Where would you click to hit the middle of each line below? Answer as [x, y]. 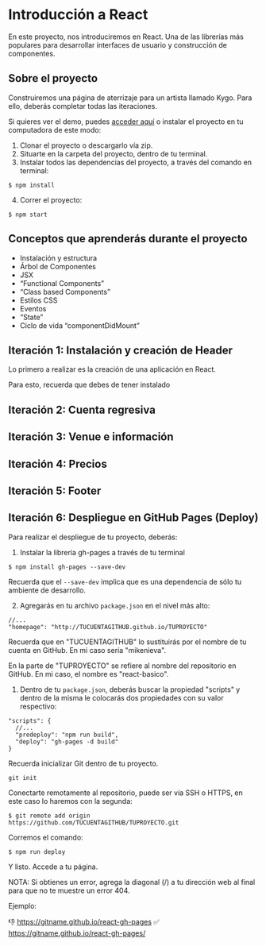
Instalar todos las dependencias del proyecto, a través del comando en [136, 162]
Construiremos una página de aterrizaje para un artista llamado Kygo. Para [130, 98]
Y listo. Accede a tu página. [53, 867]
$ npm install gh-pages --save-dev [67, 567]
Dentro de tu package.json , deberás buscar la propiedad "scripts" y [130, 689]
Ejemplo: [23, 905]
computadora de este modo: [55, 129]
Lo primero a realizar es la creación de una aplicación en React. [112, 369]
